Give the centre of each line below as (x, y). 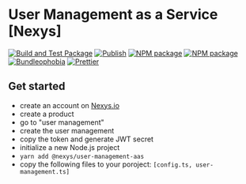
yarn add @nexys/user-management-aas (82, 156)
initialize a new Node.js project (70, 147)
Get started (37, 86)
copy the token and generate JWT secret (87, 139)
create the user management (67, 130)
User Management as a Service (113, 15)
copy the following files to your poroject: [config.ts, (106, 164)
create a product (47, 114)
